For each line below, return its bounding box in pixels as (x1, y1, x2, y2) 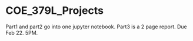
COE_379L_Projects (5, 4, 104, 17)
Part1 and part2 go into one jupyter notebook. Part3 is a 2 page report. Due (5, 23, 187, 30)
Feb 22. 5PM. (5, 29, 38, 36)
